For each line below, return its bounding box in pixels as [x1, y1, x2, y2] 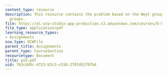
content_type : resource [5, 7, 55, 12]
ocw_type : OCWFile [5, 39, 43, 44]
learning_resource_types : [5, 30, 59, 35]
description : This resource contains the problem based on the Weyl [5, 12, 150, 17]
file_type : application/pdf [5, 26, 64, 31]
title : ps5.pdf [5, 58, 37, 63]
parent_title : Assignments [5, 44, 61, 49]
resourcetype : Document [5, 53, 55, 58]
